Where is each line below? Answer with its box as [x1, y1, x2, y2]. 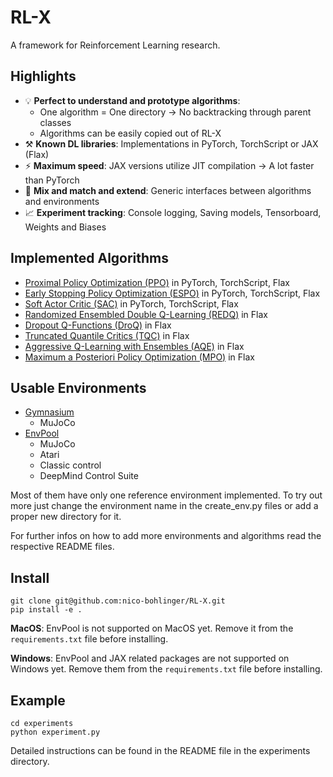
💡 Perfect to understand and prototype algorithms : [24, 94, 241, 106]
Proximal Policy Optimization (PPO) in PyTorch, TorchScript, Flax [24, 276, 291, 288]
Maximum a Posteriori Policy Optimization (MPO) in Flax [24, 351, 255, 363]
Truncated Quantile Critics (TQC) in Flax [24, 329, 190, 341]
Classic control [39, 459, 102, 471]
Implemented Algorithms [10, 250, 170, 267]
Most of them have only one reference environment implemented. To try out [10, 489, 323, 501]
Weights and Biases [24, 221, 107, 233]
